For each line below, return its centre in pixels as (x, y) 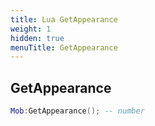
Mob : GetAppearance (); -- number (77, 111)
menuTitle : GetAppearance (64, 47)
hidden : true (37, 38)
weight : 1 (31, 29)
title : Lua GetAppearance (64, 19)
